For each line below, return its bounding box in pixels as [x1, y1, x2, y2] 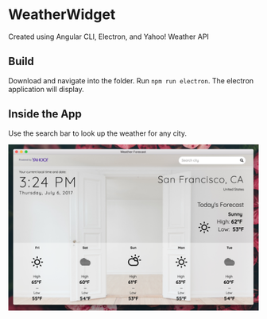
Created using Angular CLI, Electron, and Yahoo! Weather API [8, 32, 209, 41]
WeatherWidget [8, 6, 116, 24]
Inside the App [8, 107, 82, 121]
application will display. [8, 84, 85, 94]
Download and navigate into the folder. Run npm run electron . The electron [8, 75, 254, 85]
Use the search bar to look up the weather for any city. [8, 129, 187, 138]
